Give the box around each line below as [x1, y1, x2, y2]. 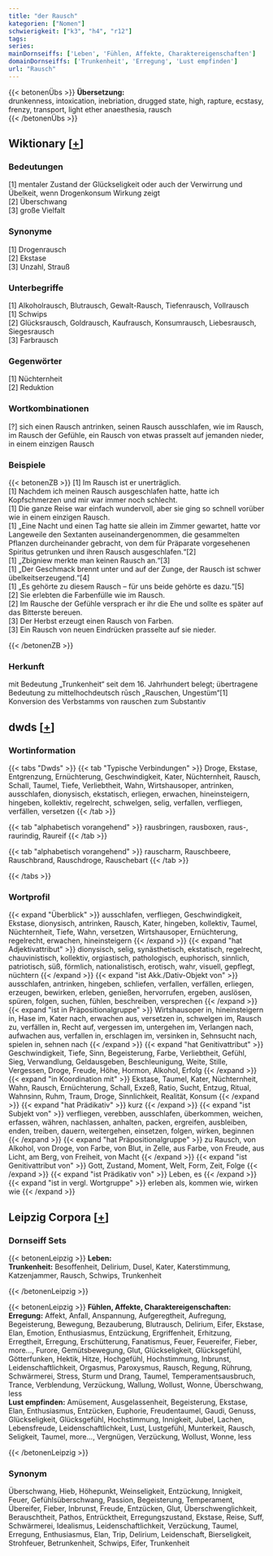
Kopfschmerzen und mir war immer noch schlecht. [8, 494, 178, 505]
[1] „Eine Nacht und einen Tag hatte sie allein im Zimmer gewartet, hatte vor [8, 520, 261, 530]
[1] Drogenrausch [8, 244, 67, 254]
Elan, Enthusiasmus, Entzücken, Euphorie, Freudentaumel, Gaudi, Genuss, [8, 1405, 256, 1415]
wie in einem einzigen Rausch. [8, 512, 110, 522]
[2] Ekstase [8, 253, 47, 263]
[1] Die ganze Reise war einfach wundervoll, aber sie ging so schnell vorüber [8, 503, 265, 513]
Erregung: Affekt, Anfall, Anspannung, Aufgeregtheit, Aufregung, [8, 1310, 227, 1320]
